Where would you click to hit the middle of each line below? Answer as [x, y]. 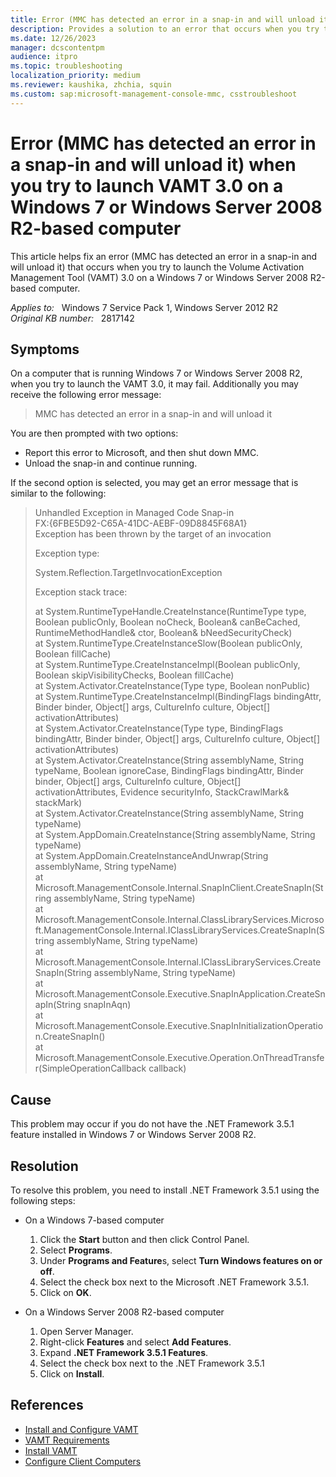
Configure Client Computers [83, 1461]
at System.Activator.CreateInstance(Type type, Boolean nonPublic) [172, 686]
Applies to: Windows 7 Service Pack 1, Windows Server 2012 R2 [144, 307]
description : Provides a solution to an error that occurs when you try [165, 29]
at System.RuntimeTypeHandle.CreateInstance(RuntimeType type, [170, 612]
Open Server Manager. [86, 1331]
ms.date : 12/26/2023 [53, 38]
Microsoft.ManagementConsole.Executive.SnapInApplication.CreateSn [180, 994]
